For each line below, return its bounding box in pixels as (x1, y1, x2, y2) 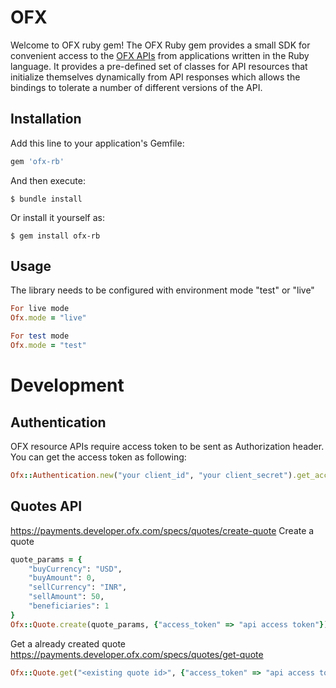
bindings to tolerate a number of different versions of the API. (10, 81, 263, 93)
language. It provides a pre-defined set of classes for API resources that (10, 60, 308, 72)
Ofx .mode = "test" (10, 341, 87, 351)
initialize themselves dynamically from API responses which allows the (10, 71, 301, 83)
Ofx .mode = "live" (10, 313, 87, 323)
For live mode (10, 304, 70, 314)
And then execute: (10, 174, 86, 186)
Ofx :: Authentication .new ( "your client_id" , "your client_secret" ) (10, 470, 293, 480)
